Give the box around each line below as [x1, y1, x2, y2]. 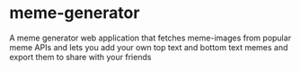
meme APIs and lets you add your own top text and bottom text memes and [9, 41, 288, 52]
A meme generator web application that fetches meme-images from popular [9, 32, 292, 43]
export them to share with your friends [9, 51, 152, 62]
